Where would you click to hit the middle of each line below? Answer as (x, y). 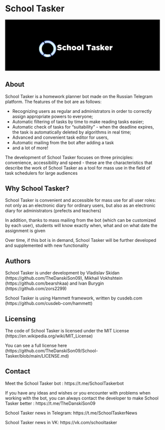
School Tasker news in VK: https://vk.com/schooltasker (61, 422)
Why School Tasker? (37, 188)
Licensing (20, 319)
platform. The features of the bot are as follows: (53, 101)
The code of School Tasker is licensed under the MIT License (67, 331)
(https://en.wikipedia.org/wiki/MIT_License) (49, 336)
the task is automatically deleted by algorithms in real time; (72, 132)
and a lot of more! (30, 148)
